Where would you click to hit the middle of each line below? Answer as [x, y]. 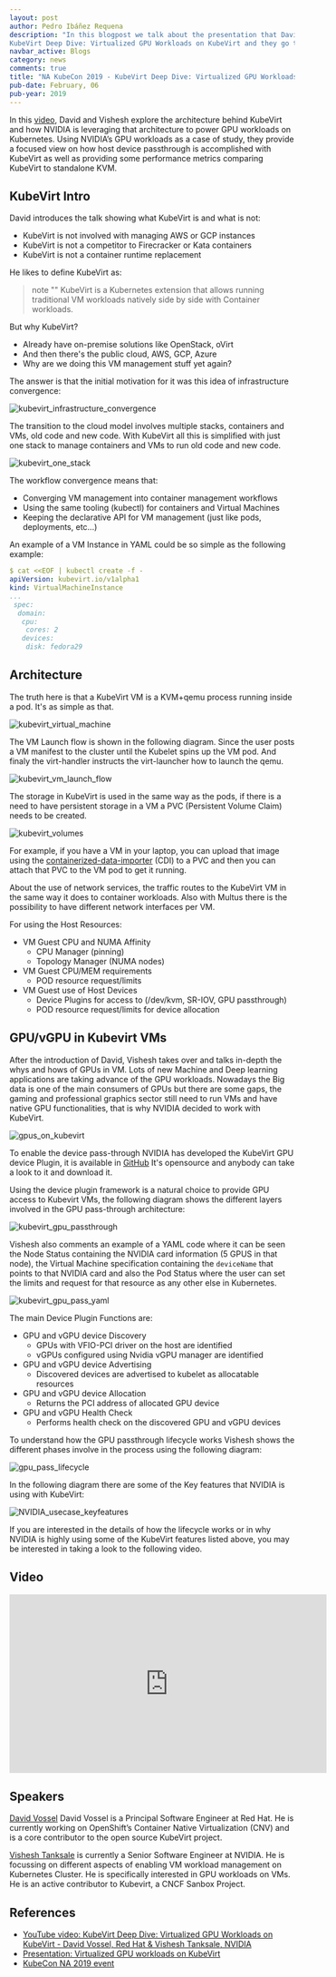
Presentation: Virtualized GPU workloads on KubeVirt [121, 1954]
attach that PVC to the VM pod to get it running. [98, 870]
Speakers [37, 1796]
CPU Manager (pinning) [80, 951]
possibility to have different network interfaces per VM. [112, 906]
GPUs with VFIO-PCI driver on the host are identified [134, 1345]
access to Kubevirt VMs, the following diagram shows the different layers [146, 1199]
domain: [32, 613]
